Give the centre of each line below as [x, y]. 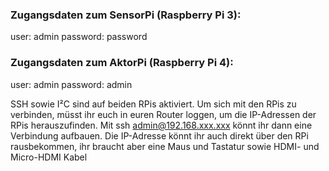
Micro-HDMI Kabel [49, 157]
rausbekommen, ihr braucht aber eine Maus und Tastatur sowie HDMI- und [165, 146]
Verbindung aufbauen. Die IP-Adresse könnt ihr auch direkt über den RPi [159, 135]
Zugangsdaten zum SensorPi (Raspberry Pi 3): [126, 15]
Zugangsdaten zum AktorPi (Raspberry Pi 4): [122, 63]
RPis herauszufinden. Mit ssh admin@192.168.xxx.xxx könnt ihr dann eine [161, 125]
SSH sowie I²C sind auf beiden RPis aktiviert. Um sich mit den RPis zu [153, 104]
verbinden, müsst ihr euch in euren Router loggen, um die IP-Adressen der [163, 114]
